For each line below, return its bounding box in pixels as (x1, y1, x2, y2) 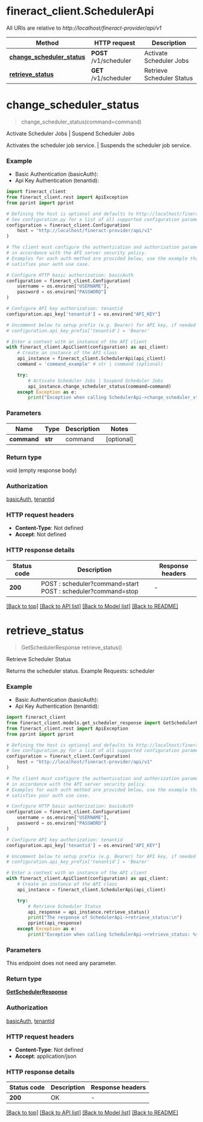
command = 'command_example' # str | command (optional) (17, 361, 164, 368)
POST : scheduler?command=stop (41, 587, 139, 595)
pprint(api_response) (28, 920, 83, 926)
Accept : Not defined (14, 531, 66, 538)
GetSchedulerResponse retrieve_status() (21, 644, 123, 651)
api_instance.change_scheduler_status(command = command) (28, 383, 172, 389)
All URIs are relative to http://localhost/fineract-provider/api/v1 (6, 24, 162, 31)
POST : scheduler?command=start (41, 579, 139, 588)
